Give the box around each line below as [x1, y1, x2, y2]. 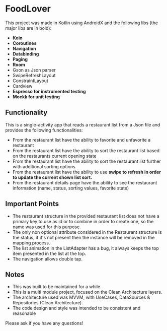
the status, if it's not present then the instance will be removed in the [12, 234, 155, 240]
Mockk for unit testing [12, 94, 60, 100]
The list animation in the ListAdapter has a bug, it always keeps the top [12, 245, 159, 251]
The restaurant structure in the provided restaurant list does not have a [12, 213, 159, 219]
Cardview [12, 83, 33, 89]
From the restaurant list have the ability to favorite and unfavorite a [12, 137, 151, 143]
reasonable [12, 310, 36, 316]
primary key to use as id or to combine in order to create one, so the [12, 218, 154, 224]
